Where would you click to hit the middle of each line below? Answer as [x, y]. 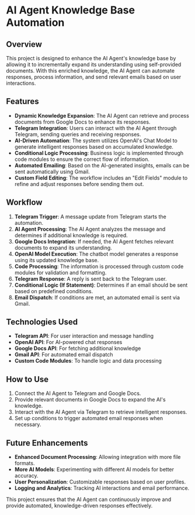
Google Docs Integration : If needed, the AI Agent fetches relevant [94, 241]
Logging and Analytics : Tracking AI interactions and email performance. [102, 488]
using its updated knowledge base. [57, 260]
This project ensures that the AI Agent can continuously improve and [88, 499]
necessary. [28, 424]
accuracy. [27, 476]
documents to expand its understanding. [63, 248]
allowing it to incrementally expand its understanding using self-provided [94, 64]
